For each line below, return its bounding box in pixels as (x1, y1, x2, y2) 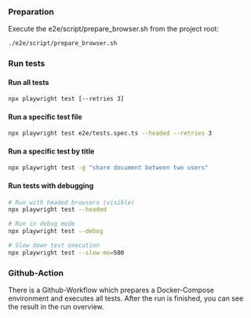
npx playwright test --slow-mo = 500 (8, 249, 125, 257)
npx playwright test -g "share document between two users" (8, 164, 209, 172)
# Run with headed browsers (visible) (8, 198, 135, 206)
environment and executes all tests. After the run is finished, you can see (8, 294, 244, 303)
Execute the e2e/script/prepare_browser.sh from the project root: (8, 24, 220, 34)
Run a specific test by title (8, 146, 95, 156)
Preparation (8, 6, 55, 17)
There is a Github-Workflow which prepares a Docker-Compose (8, 286, 214, 295)
